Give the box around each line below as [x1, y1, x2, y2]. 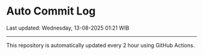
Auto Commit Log [6, 4, 96, 18]
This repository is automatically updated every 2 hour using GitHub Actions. [6, 41, 195, 49]
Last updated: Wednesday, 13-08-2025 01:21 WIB [6, 24, 130, 31]
